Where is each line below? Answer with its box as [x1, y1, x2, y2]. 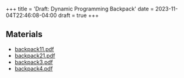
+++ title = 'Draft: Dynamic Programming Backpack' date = [6, 5, 154, 12]
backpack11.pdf [14, 45, 54, 52]
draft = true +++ [58, 12, 99, 19]
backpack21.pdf [14, 52, 56, 59]
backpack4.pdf [14, 65, 53, 72]
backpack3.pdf [14, 58, 53, 66]
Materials [6, 29, 43, 40]
